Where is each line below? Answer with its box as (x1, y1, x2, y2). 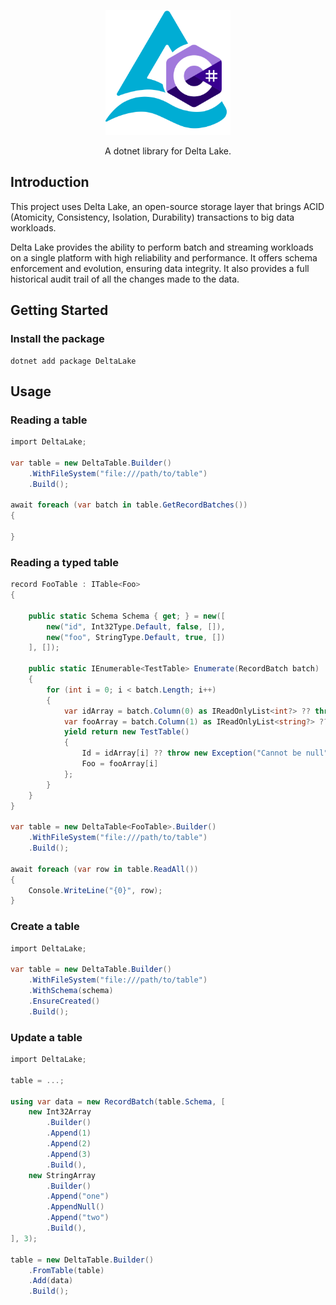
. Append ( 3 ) (46, 1149, 92, 1159)
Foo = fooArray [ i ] (81, 759, 159, 769)
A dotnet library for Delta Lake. (104, 145, 232, 157)
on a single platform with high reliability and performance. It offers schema (10, 251, 318, 264)
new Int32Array (28, 1107, 92, 1117)
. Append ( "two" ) (46, 1213, 110, 1223)
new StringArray (28, 1170, 97, 1180)
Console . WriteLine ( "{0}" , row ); (28, 885, 163, 895)
